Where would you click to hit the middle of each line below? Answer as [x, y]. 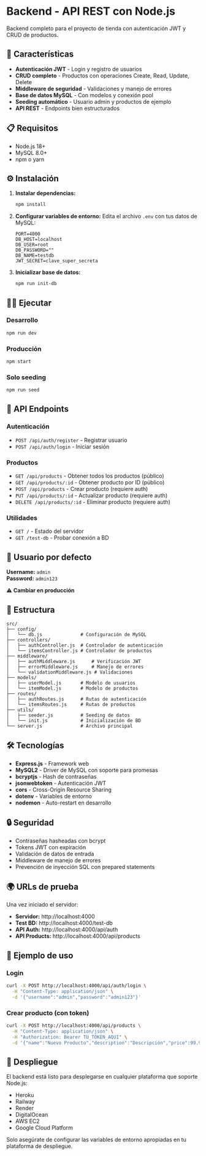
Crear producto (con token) [48, 1013]
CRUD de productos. [32, 34]
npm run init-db [36, 284]
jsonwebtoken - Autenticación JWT [60, 783]
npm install [30, 205]
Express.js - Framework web [52, 763]
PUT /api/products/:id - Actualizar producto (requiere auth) [91, 495]
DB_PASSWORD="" [35, 250]
